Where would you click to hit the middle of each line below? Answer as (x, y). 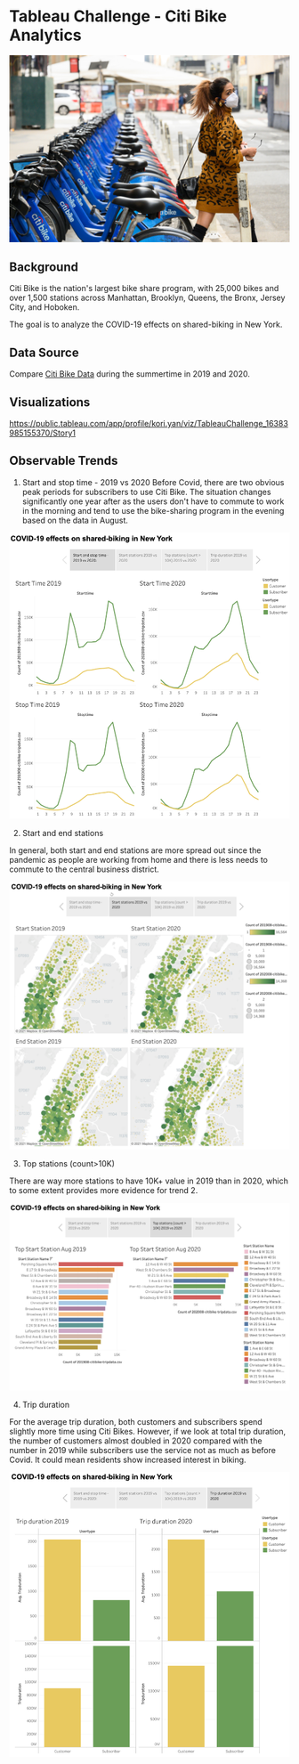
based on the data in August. (75, 520)
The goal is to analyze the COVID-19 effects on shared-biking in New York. (146, 325)
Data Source (44, 352)
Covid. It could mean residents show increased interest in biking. (128, 1459)
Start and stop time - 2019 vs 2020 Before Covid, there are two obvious (153, 482)
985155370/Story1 (43, 433)
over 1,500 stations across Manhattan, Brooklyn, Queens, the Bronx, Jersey (147, 298)
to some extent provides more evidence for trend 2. (104, 1190)
